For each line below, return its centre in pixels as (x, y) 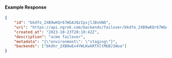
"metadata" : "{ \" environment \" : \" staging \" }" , (66, 41)
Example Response (26, 7)
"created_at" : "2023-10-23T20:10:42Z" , (57, 32)
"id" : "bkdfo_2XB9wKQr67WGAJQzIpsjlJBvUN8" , (62, 23)
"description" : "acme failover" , (50, 37)
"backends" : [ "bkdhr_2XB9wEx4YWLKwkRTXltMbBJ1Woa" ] (70, 46)
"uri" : (21, 27)
